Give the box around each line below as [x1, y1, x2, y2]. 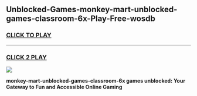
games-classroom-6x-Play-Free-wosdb [6, 14, 155, 24]
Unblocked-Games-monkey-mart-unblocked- [6, 5, 178, 15]
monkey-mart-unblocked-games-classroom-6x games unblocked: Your [6, 77, 186, 84]
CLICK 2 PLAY [6, 53, 47, 61]
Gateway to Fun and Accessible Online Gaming [6, 83, 123, 90]
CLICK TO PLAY [6, 31, 52, 40]
